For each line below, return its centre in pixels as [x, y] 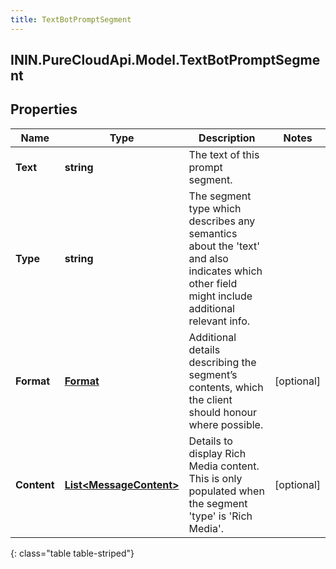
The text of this [224, 154]
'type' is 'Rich [220, 516]
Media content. [224, 466]
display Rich [217, 453]
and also [208, 258]
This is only [215, 478]
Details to [210, 441]
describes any [222, 221]
